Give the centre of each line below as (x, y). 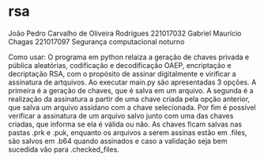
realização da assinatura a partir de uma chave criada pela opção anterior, (129, 99)
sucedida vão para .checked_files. (64, 149)
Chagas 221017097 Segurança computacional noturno (96, 41)
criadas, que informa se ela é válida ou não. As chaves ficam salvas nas (125, 124)
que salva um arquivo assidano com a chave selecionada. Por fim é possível (132, 107)
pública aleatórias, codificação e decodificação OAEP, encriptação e (120, 65)
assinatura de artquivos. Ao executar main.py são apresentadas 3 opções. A (132, 82)
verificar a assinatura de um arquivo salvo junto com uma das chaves (121, 115)
